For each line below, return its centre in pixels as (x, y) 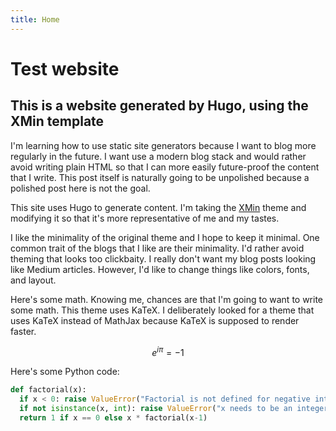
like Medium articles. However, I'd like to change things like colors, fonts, (160, 269)
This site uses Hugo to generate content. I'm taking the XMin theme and (158, 207)
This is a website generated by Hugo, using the (159, 106)
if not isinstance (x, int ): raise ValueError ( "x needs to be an (156, 409)
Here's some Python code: (65, 372)
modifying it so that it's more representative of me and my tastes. (145, 218)
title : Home (35, 19)
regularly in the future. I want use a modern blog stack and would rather (158, 156)
